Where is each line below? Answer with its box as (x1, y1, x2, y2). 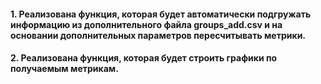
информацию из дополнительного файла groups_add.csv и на (10, 18, 283, 30)
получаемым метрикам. (10, 63, 119, 75)
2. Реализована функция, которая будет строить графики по (10, 52, 278, 64)
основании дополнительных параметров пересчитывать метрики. (10, 29, 307, 41)
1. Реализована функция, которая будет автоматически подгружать (10, 8, 312, 20)
